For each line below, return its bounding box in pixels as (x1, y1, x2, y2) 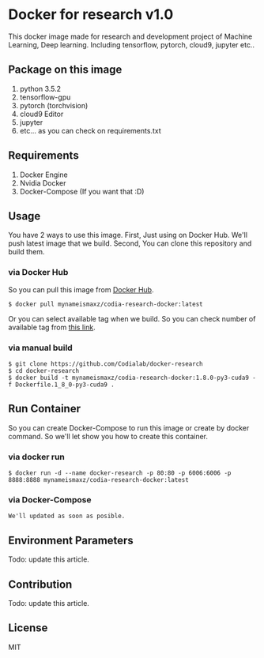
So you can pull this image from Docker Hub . (8, 284, 154, 294)
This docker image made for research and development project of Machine (8, 32, 253, 41)
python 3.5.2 (19, 84, 62, 93)
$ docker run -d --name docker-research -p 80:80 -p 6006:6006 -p (8, 469, 232, 477)
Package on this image (8, 63, 123, 77)
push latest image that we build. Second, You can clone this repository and (8, 239, 252, 248)
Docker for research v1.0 (8, 6, 174, 24)
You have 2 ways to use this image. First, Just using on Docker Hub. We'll (8, 231, 247, 240)
